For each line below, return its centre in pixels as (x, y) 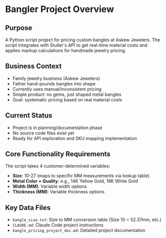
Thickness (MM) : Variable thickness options (58, 192)
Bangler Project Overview (60, 9)
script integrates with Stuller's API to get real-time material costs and (76, 45)
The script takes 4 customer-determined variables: (58, 166)
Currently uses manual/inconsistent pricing (57, 89)
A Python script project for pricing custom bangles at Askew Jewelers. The (83, 40)
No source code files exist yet (43, 133)
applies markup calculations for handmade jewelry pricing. (66, 50)
